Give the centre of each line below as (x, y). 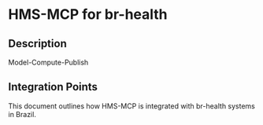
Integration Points (53, 87)
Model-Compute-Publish (48, 62)
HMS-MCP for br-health (88, 15)
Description (37, 44)
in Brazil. (22, 114)
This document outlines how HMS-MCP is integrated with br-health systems (132, 106)
